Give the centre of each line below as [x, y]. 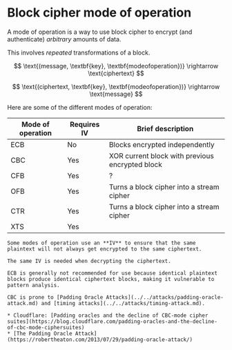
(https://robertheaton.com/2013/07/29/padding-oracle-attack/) [100, 340]
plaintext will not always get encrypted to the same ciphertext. [105, 249]
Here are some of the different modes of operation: [80, 107]
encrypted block [136, 164]
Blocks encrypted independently [162, 144]
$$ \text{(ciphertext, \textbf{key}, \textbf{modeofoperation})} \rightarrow [116, 86]
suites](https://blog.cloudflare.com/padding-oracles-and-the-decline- [112, 321]
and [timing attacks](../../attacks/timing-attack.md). [123, 303]
